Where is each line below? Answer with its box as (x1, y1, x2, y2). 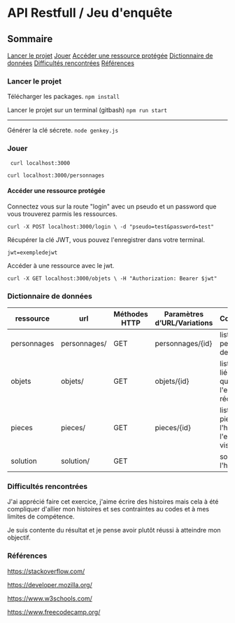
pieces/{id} (155, 423, 191, 433)
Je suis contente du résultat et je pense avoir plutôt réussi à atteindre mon (7, 526, 222, 535)
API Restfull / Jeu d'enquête (7, 5, 173, 21)
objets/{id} (155, 377, 190, 387)
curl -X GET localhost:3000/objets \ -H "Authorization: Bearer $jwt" (7, 275, 218, 282)
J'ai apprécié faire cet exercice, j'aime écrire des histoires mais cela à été (7, 497, 219, 506)
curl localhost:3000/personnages (7, 172, 105, 179)
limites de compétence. (7, 512, 75, 521)
